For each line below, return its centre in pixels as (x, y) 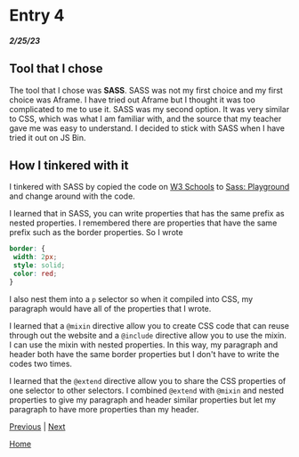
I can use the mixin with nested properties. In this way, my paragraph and (144, 345)
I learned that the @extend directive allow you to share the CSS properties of (148, 380)
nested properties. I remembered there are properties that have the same (143, 223)
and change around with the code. (72, 196)
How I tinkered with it (69, 165)
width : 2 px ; (35, 257)
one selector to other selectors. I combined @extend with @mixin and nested (147, 390)
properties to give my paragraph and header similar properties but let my (143, 400)
